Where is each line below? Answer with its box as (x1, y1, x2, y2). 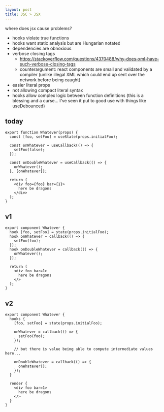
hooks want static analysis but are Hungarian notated (12, 40, 121, 46)
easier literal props (12, 82, 50, 88)
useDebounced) (12, 103, 45, 109)
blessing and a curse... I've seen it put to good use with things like (12, 97, 147, 103)
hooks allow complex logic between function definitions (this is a (12, 92, 144, 98)
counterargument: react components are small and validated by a (19, 66, 153, 72)
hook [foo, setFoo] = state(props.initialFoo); (9, 230, 109, 235)
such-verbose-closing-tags (19, 61, 76, 67)
